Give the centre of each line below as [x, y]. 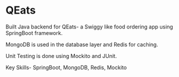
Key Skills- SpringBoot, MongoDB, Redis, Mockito [66, 67]
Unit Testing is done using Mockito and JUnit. [61, 56]
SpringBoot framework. [34, 33]
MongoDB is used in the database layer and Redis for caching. [82, 44]
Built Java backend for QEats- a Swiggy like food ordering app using [89, 27]
